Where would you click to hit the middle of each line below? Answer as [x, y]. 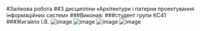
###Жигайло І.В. [28, 22]
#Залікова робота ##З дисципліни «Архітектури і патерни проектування [100, 9]
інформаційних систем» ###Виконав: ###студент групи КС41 [86, 15]
